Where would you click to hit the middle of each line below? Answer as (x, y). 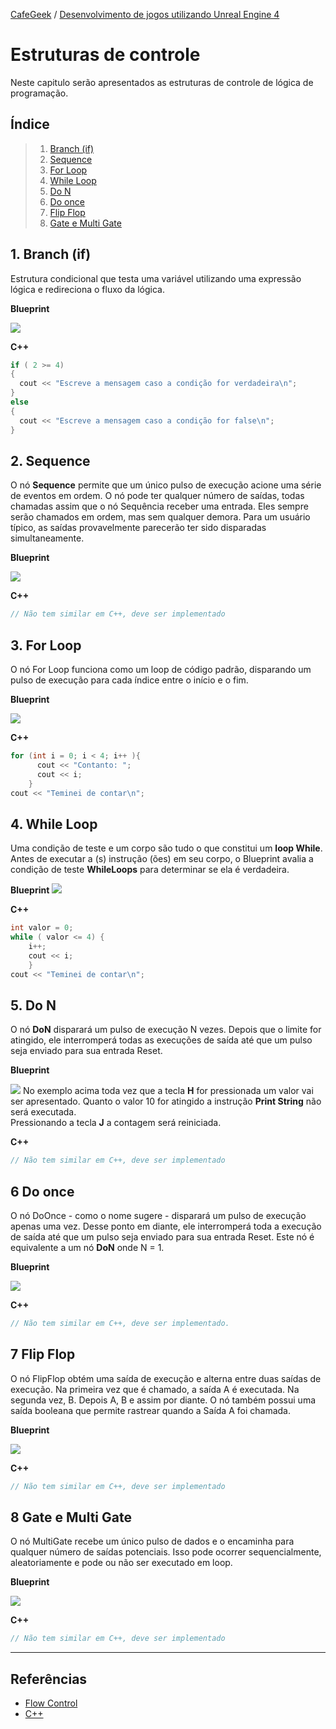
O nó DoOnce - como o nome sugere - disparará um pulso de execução (158, 1215)
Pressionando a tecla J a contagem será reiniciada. (116, 1123)
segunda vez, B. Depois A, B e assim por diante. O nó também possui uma (163, 1400)
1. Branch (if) (51, 254)
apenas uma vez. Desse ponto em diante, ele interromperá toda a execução (166, 1226)
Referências (49, 1679)
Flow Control (51, 1703)
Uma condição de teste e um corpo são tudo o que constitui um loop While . (166, 848)
